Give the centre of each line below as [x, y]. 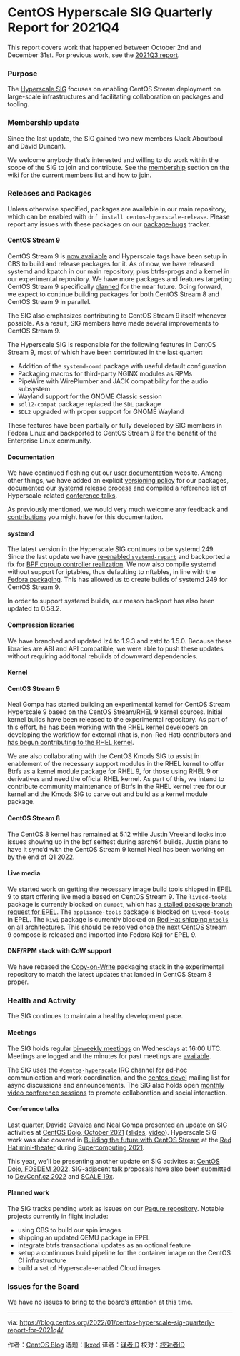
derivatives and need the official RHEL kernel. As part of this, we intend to [116, 779]
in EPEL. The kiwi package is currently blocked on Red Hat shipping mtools [118, 919]
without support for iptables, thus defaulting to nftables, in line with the [112, 572]
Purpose [22, 74]
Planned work [29, 1192]
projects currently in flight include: [58, 1216]
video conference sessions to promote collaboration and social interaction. [117, 1093]
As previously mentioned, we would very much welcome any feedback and [118, 509]
